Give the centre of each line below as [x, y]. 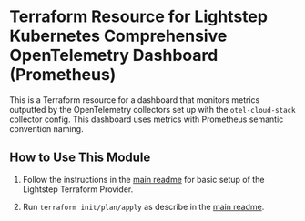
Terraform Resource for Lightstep [139, 17]
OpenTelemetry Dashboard [114, 55]
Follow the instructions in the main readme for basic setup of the [143, 179]
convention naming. [46, 128]
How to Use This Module [80, 158]
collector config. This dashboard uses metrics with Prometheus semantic [147, 119]
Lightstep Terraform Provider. [78, 189]
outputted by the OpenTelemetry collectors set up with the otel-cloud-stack [152, 109]
